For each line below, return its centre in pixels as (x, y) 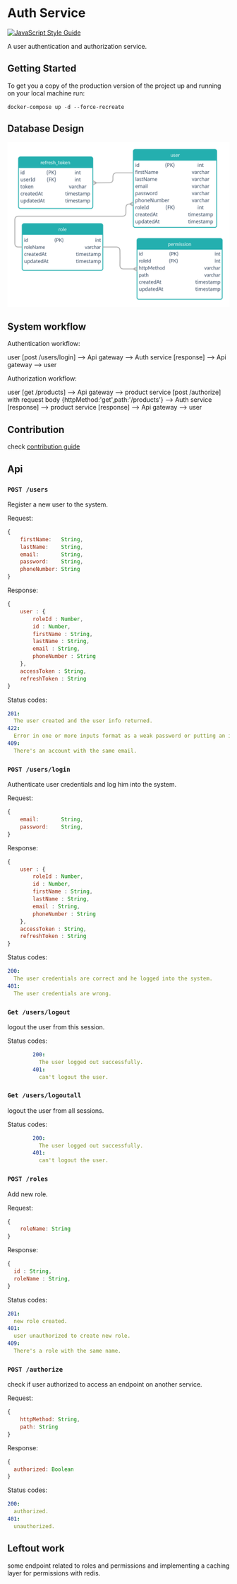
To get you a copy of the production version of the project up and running (114, 86)
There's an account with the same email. (75, 751)
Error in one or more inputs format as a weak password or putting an (120, 736)
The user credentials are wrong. (63, 993)
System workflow (47, 327)
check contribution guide (44, 446)
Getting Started (42, 69)
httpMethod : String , (50, 1420)
